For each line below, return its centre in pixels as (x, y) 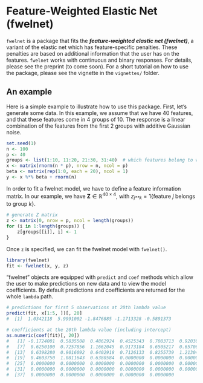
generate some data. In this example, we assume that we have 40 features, (100, 113)
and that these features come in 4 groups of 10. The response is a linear (96, 119)
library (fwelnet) (28, 260)
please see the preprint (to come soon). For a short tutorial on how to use (98, 66)
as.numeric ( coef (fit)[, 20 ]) (43, 335)
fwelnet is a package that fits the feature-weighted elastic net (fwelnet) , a (100, 41)
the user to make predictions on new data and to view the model (86, 284)
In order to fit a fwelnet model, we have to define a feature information (94, 188)
